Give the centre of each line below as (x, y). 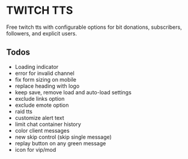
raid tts (24, 111)
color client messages (42, 130)
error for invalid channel (45, 73)
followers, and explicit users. (42, 33)
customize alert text (39, 118)
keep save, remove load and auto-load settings (73, 92)
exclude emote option (42, 105)
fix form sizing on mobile (46, 79)
